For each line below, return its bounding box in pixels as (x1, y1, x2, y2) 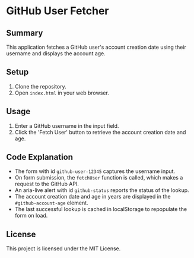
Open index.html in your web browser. (14, 89, 110, 96)
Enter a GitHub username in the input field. (14, 122, 119, 129)
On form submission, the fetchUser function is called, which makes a (14, 174, 183, 181)
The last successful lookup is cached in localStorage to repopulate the (14, 206, 187, 213)
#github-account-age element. (14, 199, 88, 206)
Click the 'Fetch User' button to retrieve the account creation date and (14, 128, 186, 136)
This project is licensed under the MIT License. (6, 245, 121, 252)
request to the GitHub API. (14, 180, 79, 188)
